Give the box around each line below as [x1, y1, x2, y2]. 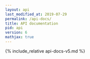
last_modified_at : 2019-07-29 [5, 12, 67, 17]
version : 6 [5, 30, 28, 35]
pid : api [5, 26, 23, 30]
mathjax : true [5, 35, 34, 40]
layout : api [5, 7, 30, 12]
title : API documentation [5, 21, 58, 26]
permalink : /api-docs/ [5, 16, 52, 21]
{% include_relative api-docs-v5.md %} [5, 48, 86, 54]
